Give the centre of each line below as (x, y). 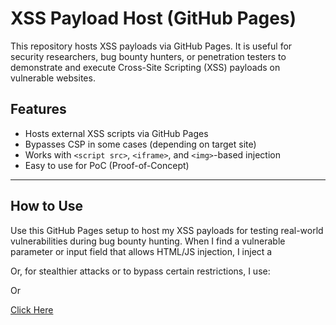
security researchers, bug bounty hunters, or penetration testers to (148, 56)
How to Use (47, 206)
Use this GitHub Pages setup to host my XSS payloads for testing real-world (167, 230)
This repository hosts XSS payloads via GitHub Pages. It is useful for (151, 46)
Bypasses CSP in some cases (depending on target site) (140, 144)
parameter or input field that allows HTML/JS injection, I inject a (141, 251)
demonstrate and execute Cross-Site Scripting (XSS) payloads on (145, 67)
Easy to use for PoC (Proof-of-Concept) (107, 165)
